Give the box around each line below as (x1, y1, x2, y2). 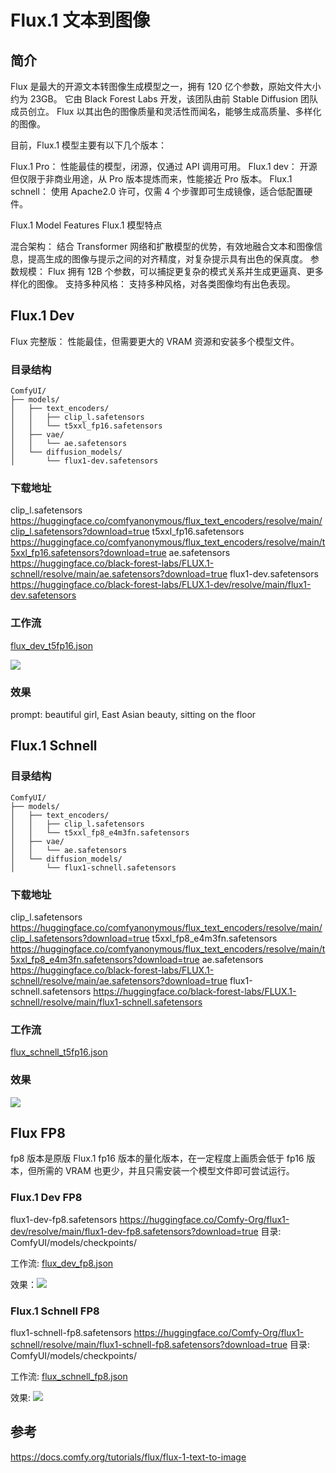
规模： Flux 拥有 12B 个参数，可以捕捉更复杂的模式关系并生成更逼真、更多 (18, 266, 324, 277)
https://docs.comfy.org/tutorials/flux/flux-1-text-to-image (10, 1451, 247, 1463)
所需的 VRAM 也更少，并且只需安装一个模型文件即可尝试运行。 (36, 1165, 295, 1177)
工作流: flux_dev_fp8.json (10, 1257, 114, 1269)
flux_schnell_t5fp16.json (10, 1046, 108, 1058)
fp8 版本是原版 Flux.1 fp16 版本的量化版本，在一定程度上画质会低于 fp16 (10, 1152, 305, 1165)
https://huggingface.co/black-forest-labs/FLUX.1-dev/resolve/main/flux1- (10, 579, 312, 591)
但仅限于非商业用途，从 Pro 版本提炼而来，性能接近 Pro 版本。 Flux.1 (10, 173, 293, 185)
